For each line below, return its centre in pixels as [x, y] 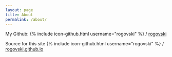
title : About [19, 15]
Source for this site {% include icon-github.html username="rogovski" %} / [85, 44]
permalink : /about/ [26, 19]
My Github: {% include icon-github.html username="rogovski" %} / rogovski [86, 34]
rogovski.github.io [24, 49]
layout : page [19, 10]
